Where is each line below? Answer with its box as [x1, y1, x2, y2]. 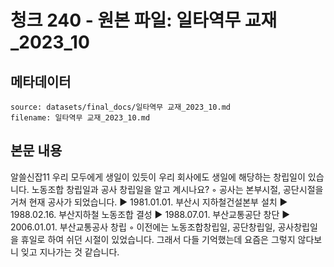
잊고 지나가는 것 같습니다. [20, 246, 120, 258]
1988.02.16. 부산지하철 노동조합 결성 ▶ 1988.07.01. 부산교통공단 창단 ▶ [10, 208, 291, 220]
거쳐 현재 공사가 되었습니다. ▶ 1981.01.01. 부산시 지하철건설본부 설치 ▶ [10, 196, 288, 208]
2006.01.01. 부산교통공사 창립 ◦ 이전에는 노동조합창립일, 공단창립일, [10, 221, 276, 233]
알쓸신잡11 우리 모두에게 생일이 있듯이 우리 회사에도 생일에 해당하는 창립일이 [10, 171, 306, 183]
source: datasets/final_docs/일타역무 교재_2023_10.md [10, 102, 231, 112]
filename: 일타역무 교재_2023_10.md [10, 113, 151, 123]
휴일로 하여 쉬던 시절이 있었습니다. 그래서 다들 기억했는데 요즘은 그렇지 [20, 233, 296, 245]
